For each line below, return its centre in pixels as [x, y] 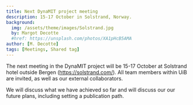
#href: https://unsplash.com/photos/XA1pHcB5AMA [72, 38]
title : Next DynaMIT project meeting [52, 11]
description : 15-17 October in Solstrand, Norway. [69, 17]
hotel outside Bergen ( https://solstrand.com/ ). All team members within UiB [96, 72]
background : [20, 22]
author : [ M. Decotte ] [32, 44]
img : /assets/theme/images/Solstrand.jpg [63, 28]
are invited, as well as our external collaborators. [65, 78]
